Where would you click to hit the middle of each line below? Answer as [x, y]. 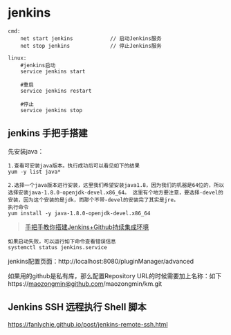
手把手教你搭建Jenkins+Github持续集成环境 [87, 227]
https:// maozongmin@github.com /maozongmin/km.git [85, 283]
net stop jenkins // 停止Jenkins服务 [91, 46]
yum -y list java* [34, 172]
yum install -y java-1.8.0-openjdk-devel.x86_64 [79, 213]
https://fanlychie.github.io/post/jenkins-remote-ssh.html [88, 324]
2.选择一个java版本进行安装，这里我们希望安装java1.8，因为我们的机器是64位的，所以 [116, 185]
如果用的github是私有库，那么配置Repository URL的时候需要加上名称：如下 [115, 275]
